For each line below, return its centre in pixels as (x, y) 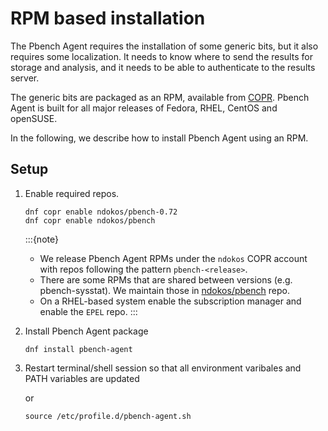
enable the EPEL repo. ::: (88, 311)
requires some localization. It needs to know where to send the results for (161, 56)
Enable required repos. (72, 193)
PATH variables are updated (82, 378)
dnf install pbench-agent (78, 349)
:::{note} (41, 239)
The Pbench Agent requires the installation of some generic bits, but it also (164, 46)
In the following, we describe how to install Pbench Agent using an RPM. (159, 138)
